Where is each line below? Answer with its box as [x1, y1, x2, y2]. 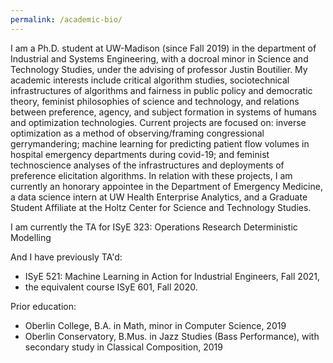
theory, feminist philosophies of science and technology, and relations [10, 95, 300, 107]
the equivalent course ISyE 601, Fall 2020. [24, 281, 198, 293]
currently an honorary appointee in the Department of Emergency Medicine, [10, 180, 323, 192]
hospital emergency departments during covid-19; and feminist [10, 148, 270, 160]
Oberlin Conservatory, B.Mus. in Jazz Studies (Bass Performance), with [24, 330, 320, 342]
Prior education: [10, 300, 77, 312]
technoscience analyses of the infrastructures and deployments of [10, 159, 285, 171]
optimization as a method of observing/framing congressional [10, 127, 265, 139]
